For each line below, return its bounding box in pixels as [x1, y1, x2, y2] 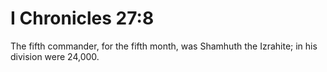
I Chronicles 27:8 [10, 7, 155, 30]
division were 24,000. [10, 50, 100, 62]
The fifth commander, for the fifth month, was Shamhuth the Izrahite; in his [10, 40, 318, 52]
